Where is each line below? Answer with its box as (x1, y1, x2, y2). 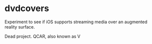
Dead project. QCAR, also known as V (4, 33, 81, 39)
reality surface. (4, 24, 35, 29)
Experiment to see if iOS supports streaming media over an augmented (4, 19, 148, 25)
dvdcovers (4, 3, 49, 14)
